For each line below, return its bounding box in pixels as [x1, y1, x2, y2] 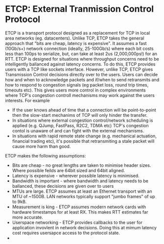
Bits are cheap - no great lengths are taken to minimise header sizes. [12, 162, 151, 168]
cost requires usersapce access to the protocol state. [12, 230, 120, 236]
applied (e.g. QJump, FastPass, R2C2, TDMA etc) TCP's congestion [12, 122, 149, 128]
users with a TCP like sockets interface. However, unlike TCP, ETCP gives [5, 66, 153, 72]
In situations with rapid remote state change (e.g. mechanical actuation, [12, 133, 157, 139]
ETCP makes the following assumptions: [5, 153, 86, 158]
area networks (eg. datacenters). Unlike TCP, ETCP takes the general [5, 35, 144, 41]
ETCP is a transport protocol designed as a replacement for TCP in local [5, 30, 150, 36]
